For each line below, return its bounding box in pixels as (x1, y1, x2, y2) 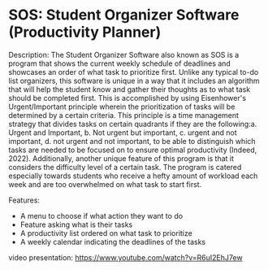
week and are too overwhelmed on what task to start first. (8, 179, 202, 189)
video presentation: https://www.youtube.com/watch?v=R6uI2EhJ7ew (8, 252, 243, 262)
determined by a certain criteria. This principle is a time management (8, 110, 240, 120)
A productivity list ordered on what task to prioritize (19, 228, 192, 237)
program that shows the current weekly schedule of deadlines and (8, 59, 231, 68)
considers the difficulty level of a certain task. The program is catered (8, 162, 242, 172)
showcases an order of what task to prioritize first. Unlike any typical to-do (8, 67, 259, 76)
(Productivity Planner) (8, 23, 162, 41)
